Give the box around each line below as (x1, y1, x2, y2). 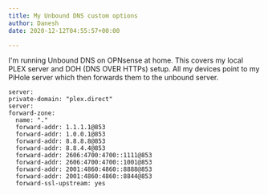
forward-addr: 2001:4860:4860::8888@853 (15, 165, 152, 173)
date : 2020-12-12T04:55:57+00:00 (8, 26, 120, 35)
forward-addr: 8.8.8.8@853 (15, 137, 106, 145)
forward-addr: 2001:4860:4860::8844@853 (15, 173, 152, 181)
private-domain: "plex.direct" (8, 95, 113, 104)
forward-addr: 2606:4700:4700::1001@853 (15, 158, 152, 167)
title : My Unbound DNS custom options (8, 11, 138, 20)
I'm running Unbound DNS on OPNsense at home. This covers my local (8, 55, 243, 65)
